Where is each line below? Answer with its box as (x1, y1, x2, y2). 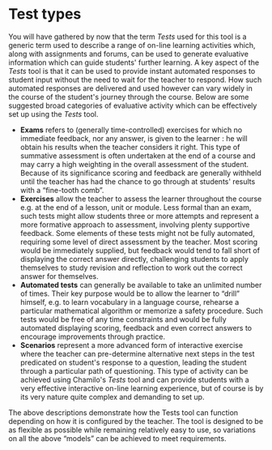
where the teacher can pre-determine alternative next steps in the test (19, 349, 255, 358)
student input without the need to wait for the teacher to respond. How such (8, 75, 262, 84)
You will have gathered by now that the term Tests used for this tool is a (8, 32, 247, 41)
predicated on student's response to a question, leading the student (19, 358, 247, 367)
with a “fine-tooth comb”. (19, 185, 104, 195)
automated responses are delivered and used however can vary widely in (8, 83, 253, 93)
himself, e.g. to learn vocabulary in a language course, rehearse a (19, 297, 240, 306)
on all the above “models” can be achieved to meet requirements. (8, 433, 227, 443)
